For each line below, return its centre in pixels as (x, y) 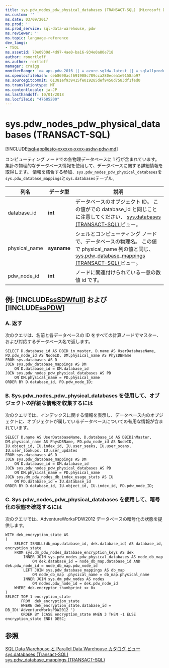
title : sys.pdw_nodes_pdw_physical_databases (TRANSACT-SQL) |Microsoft (83, 10)
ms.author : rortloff (27, 62)
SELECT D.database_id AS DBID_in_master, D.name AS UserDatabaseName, (81, 351)
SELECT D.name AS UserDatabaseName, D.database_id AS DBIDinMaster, (78, 438)
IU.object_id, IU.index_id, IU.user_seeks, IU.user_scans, (68, 446)
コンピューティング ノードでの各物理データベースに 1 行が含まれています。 (82, 159)
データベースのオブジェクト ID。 (114, 202)
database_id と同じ (124, 209)
